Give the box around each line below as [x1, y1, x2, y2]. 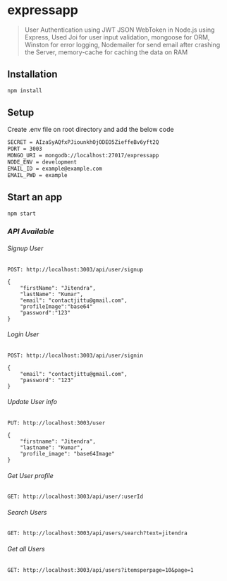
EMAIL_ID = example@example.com [7, 165, 102, 172]
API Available [7, 226, 54, 236]
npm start [7, 210, 37, 217]
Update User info [7, 398, 58, 406]
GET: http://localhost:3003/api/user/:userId [7, 493, 143, 501]
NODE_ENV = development [7, 159, 78, 166]
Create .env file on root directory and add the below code [7, 126, 174, 134]
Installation [7, 68, 58, 80]
